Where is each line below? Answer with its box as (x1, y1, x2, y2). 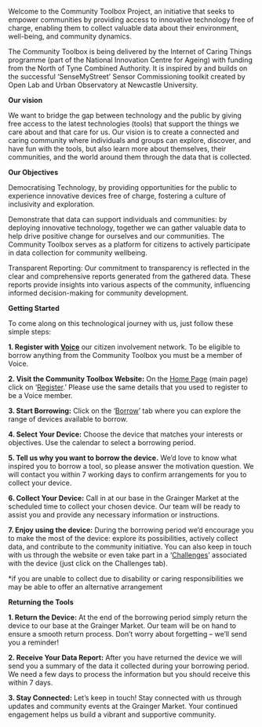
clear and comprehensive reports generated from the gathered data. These (8, 272, 251, 281)
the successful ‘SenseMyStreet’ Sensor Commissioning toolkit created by (8, 72, 246, 81)
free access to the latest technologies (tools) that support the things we (8, 119, 239, 128)
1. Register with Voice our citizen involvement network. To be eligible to (8, 342, 241, 352)
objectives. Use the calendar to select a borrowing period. (8, 438, 196, 447)
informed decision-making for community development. (8, 288, 189, 298)
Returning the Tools (8, 597, 74, 607)
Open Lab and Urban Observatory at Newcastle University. (8, 80, 198, 90)
